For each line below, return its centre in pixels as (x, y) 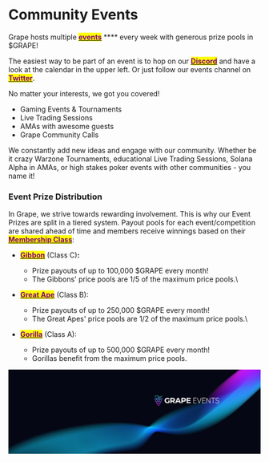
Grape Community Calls (59, 135)
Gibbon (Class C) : (50, 255)
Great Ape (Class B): (54, 295)
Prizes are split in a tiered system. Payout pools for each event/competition (132, 223)
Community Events (73, 15)
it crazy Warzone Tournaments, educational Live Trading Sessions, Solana (130, 159)
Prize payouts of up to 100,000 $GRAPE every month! (120, 271)
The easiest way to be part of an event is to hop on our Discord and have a (132, 61)
